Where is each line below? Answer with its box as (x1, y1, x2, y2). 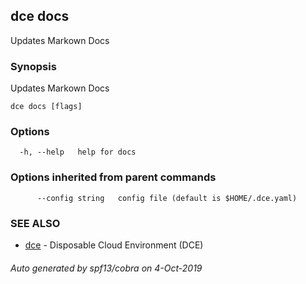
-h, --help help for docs (19, 147, 137, 158)
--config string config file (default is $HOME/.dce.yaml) (36, 193, 298, 203)
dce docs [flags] (10, 102, 83, 112)
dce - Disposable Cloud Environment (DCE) (24, 239, 204, 251)
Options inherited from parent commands (10, 170, 217, 184)
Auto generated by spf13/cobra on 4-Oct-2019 (10, 262, 203, 274)
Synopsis (10, 59, 57, 73)
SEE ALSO (10, 216, 61, 230)
